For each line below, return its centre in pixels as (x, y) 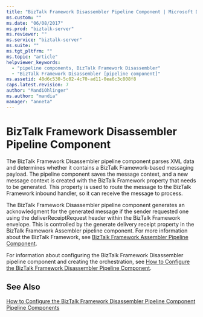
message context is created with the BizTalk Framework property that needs (101, 180)
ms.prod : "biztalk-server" (40, 29)
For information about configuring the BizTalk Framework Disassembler (95, 255)
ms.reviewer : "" (27, 34)
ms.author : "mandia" (32, 96)
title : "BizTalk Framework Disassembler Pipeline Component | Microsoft (100, 12)
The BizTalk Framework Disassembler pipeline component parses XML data (100, 161)
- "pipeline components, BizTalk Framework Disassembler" (86, 68)
